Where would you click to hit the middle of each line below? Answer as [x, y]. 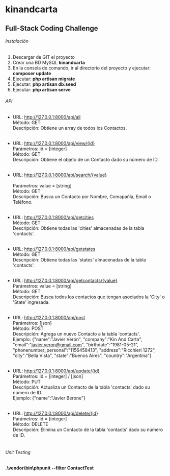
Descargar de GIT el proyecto [44, 57]
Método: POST [28, 328]
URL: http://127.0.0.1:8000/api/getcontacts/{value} [65, 280]
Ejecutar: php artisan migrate [44, 79]
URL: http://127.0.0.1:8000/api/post [49, 317]
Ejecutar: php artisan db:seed [44, 84]
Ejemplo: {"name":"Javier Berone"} [49, 398]
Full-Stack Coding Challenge [52, 28]
